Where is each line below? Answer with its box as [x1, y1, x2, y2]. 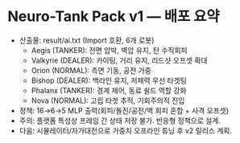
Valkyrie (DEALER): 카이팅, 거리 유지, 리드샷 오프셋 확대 [31, 55, 208, 65]
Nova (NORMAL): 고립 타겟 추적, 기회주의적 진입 [31, 96, 185, 105]
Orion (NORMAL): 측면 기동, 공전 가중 [31, 65, 152, 75]
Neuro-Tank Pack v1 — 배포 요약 [7, 7, 220, 26]
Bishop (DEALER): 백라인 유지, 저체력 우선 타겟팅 [31, 76, 187, 85]
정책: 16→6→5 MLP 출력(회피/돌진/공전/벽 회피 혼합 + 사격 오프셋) [19, 105, 230, 115]
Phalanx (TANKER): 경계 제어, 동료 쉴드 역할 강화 [31, 85, 187, 95]
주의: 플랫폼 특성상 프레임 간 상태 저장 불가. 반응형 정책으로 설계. [19, 116, 221, 125]
